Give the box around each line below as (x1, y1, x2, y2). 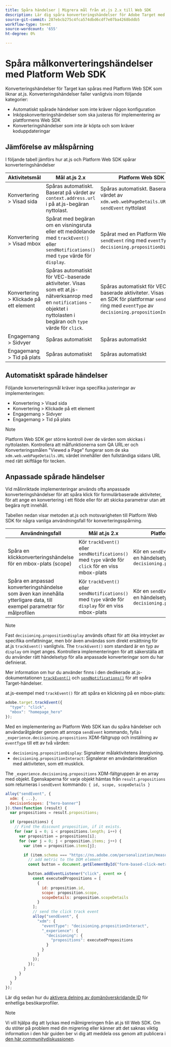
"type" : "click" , (10, 705, 47, 710)
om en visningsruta (45, 221, 92, 228)
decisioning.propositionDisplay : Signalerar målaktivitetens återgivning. (12, 750, 164, 756)
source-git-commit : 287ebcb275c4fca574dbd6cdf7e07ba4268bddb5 (5, 17, 140, 22)
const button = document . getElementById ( (27, 862, 117, 867)
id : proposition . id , (41, 885, 85, 891)
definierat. (5, 660, 27, 666)
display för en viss (78, 602, 124, 610)
